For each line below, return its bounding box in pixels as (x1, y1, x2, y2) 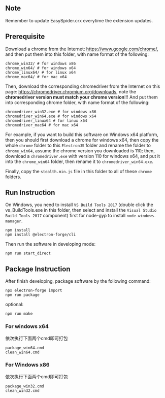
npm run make (5, 311, 33, 316)
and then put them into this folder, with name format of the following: (5, 51, 149, 57)
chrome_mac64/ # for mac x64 (5, 74, 67, 79)
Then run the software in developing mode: (5, 241, 95, 247)
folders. (5, 174, 21, 180)
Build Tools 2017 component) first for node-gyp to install (5, 213, 126, 219)
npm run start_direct (5, 251, 51, 256)
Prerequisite (5, 32, 45, 41)
